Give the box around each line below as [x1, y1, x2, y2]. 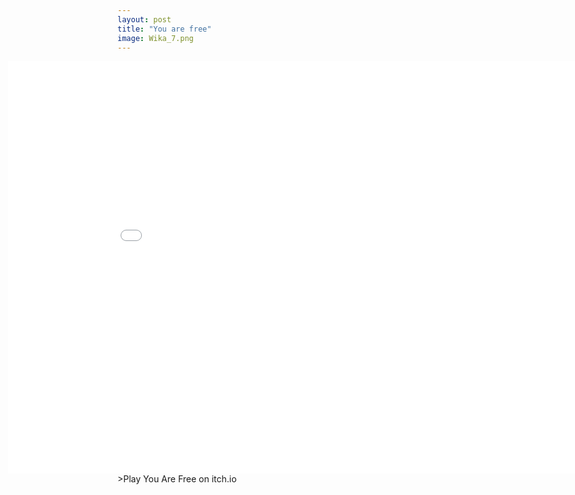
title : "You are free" [117, 24, 212, 34]
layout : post [117, 14, 172, 25]
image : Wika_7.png [117, 33, 194, 43]
